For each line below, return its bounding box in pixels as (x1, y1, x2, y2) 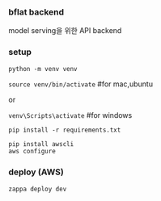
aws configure (8, 148, 57, 156)
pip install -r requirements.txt (8, 126, 121, 134)
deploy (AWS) (8, 166, 65, 178)
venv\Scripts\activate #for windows (8, 110, 133, 119)
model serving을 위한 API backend (8, 26, 122, 36)
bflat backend (8, 6, 65, 18)
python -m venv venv (8, 65, 78, 73)
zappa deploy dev (8, 185, 67, 193)
